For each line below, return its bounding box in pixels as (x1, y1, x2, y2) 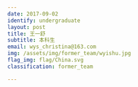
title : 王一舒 (7, 30, 46, 37)
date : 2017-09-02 (7, 10, 59, 18)
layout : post (7, 23, 46, 30)
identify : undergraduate (7, 17, 81, 24)
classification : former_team (7, 63, 93, 70)
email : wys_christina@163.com (7, 43, 97, 50)
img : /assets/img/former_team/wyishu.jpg (7, 50, 132, 57)
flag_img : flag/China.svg (7, 57, 84, 64)
